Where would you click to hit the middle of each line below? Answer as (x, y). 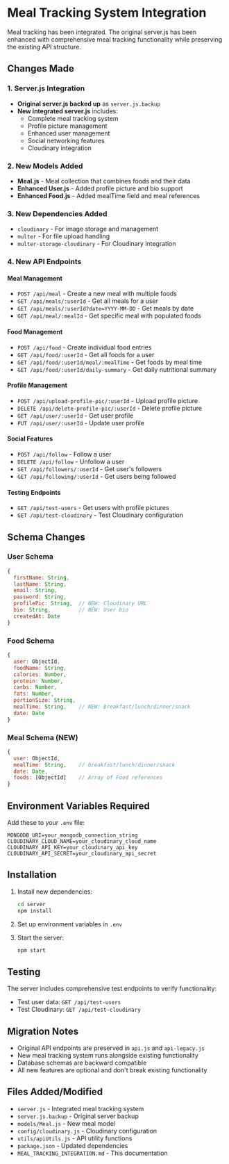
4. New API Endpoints (44, 262)
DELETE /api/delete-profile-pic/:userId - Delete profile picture (110, 408)
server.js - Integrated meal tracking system (80, 1108)
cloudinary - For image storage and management (88, 229)
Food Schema (31, 641)
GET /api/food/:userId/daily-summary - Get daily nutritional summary (117, 369)
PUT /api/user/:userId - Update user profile (80, 423)
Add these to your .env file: (46, 822)
